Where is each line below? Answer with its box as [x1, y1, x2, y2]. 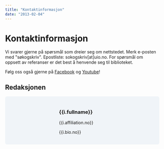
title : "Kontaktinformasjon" [5, 7, 65, 12]
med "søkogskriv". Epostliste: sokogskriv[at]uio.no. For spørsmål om [5, 54, 143, 60]
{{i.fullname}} [59, 108, 93, 115]
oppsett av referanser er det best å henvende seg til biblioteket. [5, 59, 134, 65]
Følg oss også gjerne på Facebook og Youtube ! [5, 69, 100, 75]
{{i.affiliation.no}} [59, 120, 94, 125]
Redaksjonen [5, 83, 46, 91]
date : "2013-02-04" [5, 12, 45, 17]
